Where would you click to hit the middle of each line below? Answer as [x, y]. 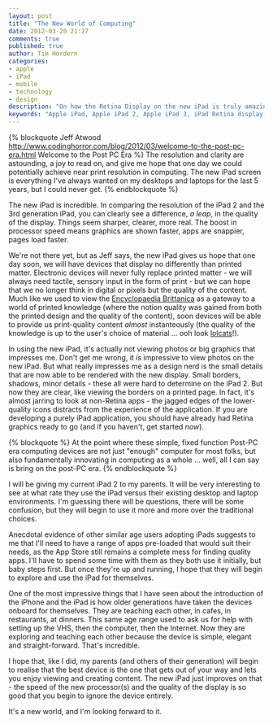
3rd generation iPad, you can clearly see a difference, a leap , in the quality [133, 214]
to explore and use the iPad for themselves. [81, 578]
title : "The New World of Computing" [72, 24]
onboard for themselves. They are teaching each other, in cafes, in [120, 611]
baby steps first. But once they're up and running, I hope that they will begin [136, 569]
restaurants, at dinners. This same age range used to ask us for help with [131, 619]
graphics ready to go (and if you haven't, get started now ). [106, 427]
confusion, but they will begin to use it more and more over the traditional [131, 510]
